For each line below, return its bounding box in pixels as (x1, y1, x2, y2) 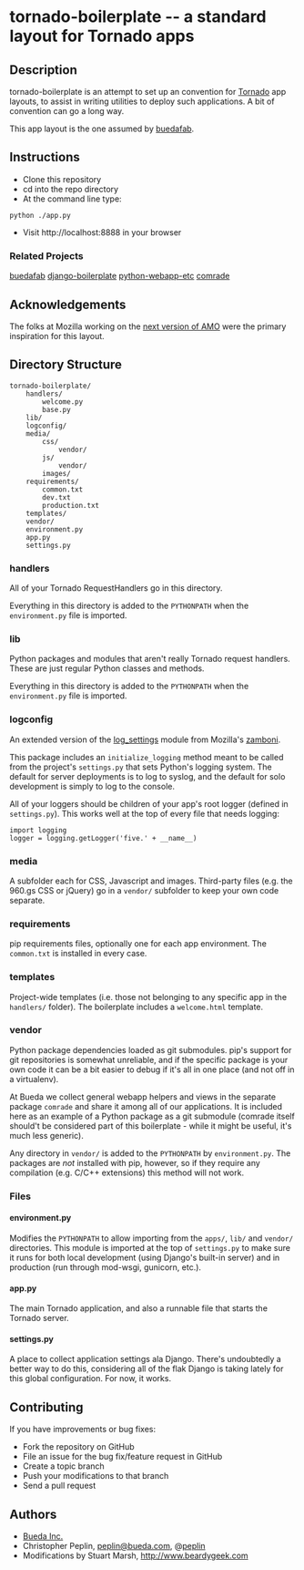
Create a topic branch (22, 1461, 105, 1472)
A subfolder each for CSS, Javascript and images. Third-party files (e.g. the (9, 875, 293, 886)
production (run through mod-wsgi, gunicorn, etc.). (9, 1261, 202, 1273)
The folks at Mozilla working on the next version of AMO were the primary (9, 321, 287, 332)
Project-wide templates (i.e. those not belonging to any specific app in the (9, 991, 288, 1002)
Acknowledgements (9, 296, 127, 312)
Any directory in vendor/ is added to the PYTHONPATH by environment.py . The (9, 1147, 291, 1159)
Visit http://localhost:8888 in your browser (22, 226, 182, 238)
